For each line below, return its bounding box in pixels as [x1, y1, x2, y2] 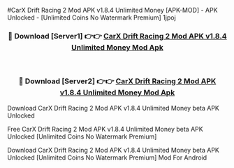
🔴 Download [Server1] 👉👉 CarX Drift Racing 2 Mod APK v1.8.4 [8, 31, 227, 41]
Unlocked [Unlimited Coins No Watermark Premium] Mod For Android [7, 153, 207, 162]
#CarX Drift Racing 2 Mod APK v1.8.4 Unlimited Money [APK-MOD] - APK [7, 6, 218, 14]
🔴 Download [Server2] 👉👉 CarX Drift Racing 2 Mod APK [18, 76, 217, 86]
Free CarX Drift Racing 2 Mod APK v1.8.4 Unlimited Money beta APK [7, 125, 204, 133]
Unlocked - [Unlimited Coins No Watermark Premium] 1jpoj [7, 13, 176, 22]
